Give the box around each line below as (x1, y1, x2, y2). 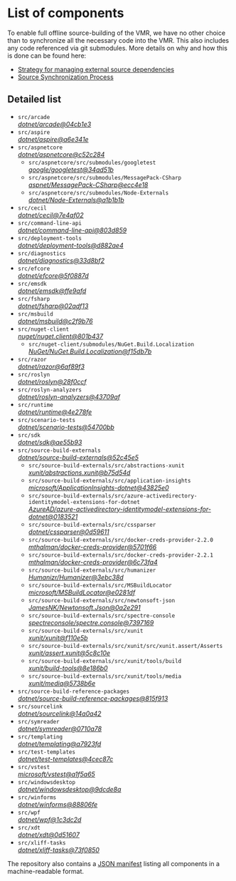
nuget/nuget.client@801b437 (17, 331, 104, 340)
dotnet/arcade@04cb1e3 (17, 120, 92, 128)
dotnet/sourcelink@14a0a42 (17, 709, 102, 718)
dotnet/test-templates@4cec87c (17, 754, 114, 763)
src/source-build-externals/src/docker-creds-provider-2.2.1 (28, 551, 213, 559)
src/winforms (17, 793, 57, 801)
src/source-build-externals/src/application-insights (28, 477, 191, 484)
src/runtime (17, 401, 53, 408)
